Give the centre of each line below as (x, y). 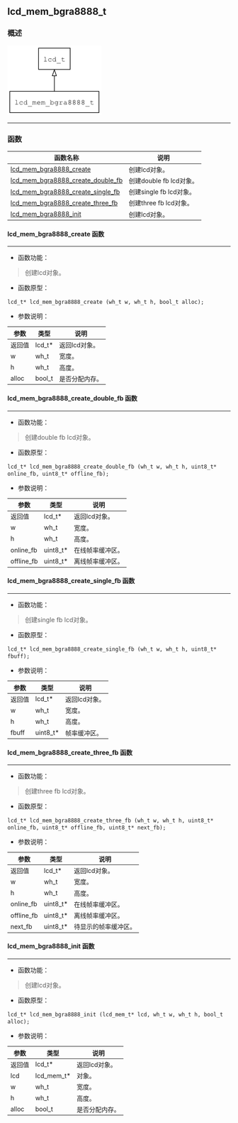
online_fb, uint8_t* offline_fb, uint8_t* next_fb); (87, 828)
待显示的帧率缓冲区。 (105, 927)
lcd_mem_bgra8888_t (57, 12)
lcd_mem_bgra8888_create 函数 (56, 234)
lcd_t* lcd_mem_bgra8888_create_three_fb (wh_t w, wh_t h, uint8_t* (110, 821)
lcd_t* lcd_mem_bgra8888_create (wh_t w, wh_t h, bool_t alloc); (106, 302)
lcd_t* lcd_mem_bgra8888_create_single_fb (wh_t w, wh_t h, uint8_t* (112, 649)
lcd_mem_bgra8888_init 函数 (51, 946)
